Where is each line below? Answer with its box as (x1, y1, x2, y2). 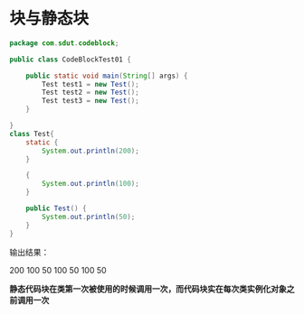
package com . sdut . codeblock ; (9, 38, 119, 48)
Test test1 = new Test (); (42, 79, 140, 88)
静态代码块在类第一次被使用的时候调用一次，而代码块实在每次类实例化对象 (9, 283, 287, 294)
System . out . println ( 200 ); (42, 146, 140, 155)
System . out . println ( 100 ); (42, 180, 140, 189)
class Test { (9, 129, 54, 138)
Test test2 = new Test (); (42, 88, 140, 97)
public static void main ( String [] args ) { (25, 71, 188, 80)
